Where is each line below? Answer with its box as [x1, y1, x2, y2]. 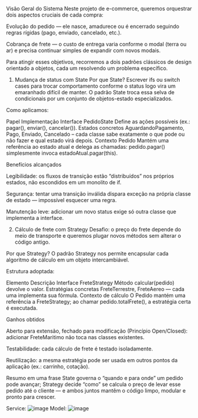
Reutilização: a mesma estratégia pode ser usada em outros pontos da [6, 357, 178, 363]
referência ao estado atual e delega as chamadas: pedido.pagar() [6, 143, 165, 150]
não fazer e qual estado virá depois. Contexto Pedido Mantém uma [6, 137, 169, 144]
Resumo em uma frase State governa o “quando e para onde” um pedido [6, 375, 183, 381]
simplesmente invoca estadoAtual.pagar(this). [6, 149, 118, 157]
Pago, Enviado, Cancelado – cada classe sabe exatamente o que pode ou [6, 130, 185, 138]
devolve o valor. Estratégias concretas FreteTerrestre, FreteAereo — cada [6, 286, 185, 292]
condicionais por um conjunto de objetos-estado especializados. [14, 95, 173, 102]
